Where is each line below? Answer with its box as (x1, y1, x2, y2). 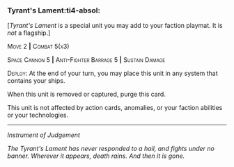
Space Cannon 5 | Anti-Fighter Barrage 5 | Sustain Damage (7, 56, 166, 64)
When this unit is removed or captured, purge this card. (7, 90, 166, 99)
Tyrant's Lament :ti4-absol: (7, 6, 101, 15)
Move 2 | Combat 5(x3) (7, 42, 70, 51)
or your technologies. (7, 111, 68, 120)
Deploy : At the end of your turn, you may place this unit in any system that (7, 69, 218, 78)
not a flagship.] (7, 29, 51, 37)
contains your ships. (7, 77, 65, 85)
